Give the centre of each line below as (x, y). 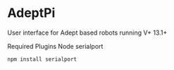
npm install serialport (42, 59)
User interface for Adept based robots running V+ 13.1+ (87, 33)
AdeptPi (31, 13)
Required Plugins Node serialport (55, 46)
